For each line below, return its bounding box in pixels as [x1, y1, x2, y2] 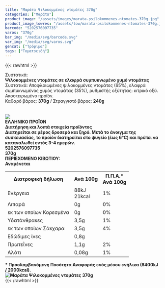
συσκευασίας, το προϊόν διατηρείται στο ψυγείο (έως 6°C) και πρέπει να [5, 134, 159, 140]
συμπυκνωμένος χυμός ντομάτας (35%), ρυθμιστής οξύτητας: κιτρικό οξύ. [5, 87, 158, 93]
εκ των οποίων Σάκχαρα [7, 225, 65, 232]
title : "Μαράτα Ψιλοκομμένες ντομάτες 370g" [5, 7, 98, 12]
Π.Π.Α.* [105, 172, 124, 179]
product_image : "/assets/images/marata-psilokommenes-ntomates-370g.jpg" [5, 16, 160, 21]
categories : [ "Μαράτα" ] [5, 12, 54, 17]
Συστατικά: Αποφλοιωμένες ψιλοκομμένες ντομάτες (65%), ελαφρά [5, 82, 146, 88]
